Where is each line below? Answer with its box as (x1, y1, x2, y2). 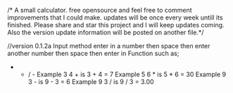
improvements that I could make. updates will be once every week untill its (7, 13, 223, 22)
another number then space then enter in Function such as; (7, 49, 180, 57)
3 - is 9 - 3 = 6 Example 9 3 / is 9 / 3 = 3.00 (27, 78, 154, 86)
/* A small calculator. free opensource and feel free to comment (7, 6, 192, 14)
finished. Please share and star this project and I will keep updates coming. (7, 21, 225, 29)
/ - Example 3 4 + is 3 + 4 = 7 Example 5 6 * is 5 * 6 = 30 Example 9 (27, 70, 227, 78)
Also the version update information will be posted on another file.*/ (7, 28, 204, 36)
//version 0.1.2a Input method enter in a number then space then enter (7, 42, 210, 50)
